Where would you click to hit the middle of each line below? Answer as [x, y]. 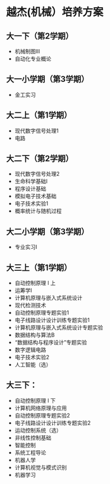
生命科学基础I [31, 181]
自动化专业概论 [33, 59]
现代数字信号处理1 [37, 131]
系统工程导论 [30, 453]
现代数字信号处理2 [37, 174]
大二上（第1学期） [39, 116]
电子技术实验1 [31, 204]
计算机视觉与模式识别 [41, 467]
